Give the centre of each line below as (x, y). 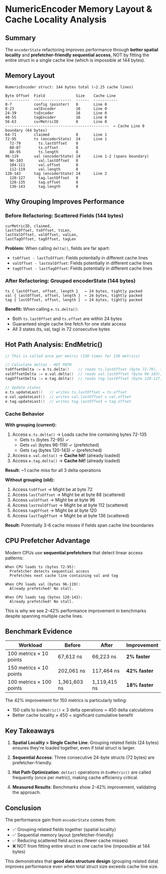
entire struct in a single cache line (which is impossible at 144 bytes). (75, 60)
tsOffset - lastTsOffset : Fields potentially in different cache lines (80, 257)
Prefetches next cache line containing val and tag (64, 576)
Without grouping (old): (30, 480)
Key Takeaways (30, 730)
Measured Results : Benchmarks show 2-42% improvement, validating (84, 787)
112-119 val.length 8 (44, 169)
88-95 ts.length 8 (44, 152)
